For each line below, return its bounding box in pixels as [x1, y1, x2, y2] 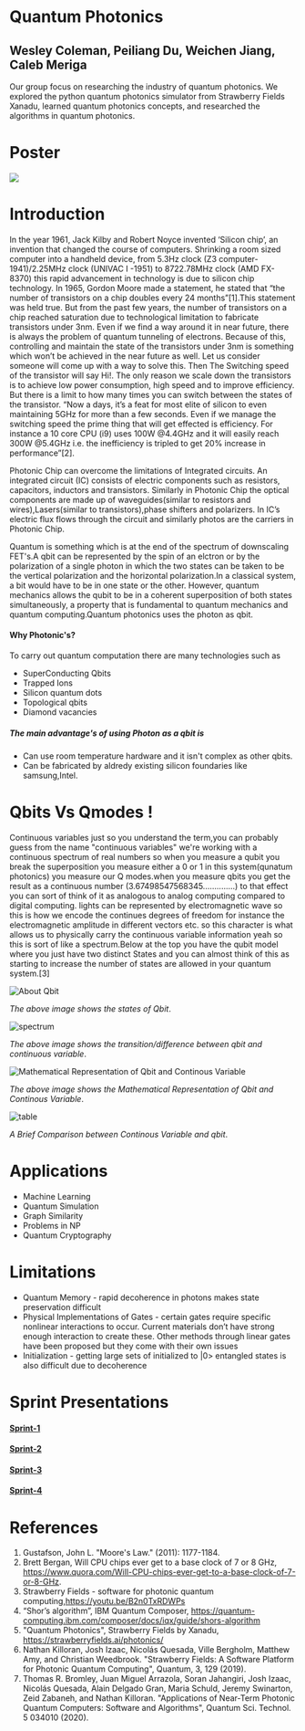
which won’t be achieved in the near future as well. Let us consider [9, 350, 261, 362]
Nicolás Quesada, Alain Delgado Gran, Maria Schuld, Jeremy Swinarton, [22, 1683, 293, 1694]
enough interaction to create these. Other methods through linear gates [22, 1330, 291, 1341]
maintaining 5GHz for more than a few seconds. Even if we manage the [9, 408, 277, 419]
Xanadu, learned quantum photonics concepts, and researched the [9, 100, 261, 111]
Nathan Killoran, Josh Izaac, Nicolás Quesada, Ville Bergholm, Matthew [22, 1644, 290, 1655]
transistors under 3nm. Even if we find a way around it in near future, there [9, 321, 290, 332]
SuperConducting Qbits [22, 668, 112, 679]
